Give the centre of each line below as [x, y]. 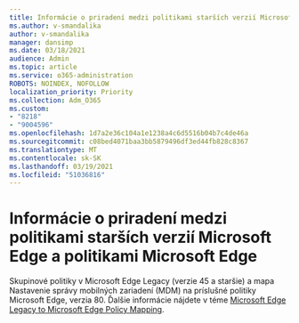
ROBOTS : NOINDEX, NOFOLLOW [59, 84]
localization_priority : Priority [71, 92]
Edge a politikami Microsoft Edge [133, 257]
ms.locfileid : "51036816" [57, 174]
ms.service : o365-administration [71, 76]
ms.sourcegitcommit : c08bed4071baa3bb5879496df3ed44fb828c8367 [129, 141]
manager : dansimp [41, 42]
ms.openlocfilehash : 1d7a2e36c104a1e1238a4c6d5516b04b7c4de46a [129, 133]
